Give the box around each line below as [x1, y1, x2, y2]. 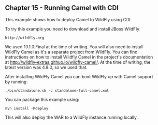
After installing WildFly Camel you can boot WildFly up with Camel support [5, 73, 153, 79]
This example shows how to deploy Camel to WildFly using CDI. [5, 16, 132, 22]
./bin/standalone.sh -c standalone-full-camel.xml [5, 88, 109, 93]
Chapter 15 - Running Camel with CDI [5, 4, 119, 12]
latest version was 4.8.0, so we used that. [5, 64, 88, 70]
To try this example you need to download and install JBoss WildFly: [5, 26, 141, 32]
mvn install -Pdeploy [5, 106, 49, 111]
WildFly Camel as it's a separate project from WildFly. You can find [5, 49, 138, 55]
